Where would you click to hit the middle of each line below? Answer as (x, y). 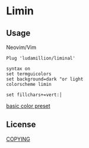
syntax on (18, 69)
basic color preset (28, 106)
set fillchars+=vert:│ (34, 95)
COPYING (18, 139)
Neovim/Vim (21, 47)
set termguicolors (29, 74)
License (21, 124)
